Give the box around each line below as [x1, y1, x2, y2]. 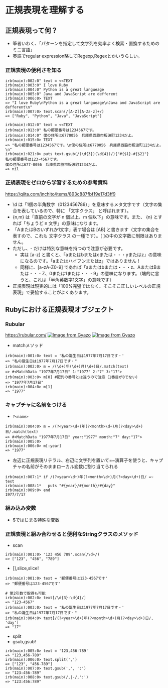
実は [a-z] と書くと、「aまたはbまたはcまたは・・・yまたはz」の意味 [20, 252, 162, 258]
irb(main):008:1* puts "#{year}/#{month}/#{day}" [5, 483, 115, 488]
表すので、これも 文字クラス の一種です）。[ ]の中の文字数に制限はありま [12, 233, 162, 239]
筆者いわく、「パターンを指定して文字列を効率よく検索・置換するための [12, 41, 159, 46]
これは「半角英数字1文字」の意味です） [33, 277, 114, 283]
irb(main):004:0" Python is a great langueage [5, 87, 104, 92]
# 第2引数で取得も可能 [5, 591, 46, 596]
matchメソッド [12, 342, 44, 349]
